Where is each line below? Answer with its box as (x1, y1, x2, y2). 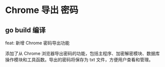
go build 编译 (5, 26, 46, 34)
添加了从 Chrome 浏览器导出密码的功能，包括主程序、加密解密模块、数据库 (5, 51, 160, 56)
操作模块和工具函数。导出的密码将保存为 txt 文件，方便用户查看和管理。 (5, 57, 153, 63)
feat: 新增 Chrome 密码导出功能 (5, 40, 70, 46)
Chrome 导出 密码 (5, 4, 78, 16)
